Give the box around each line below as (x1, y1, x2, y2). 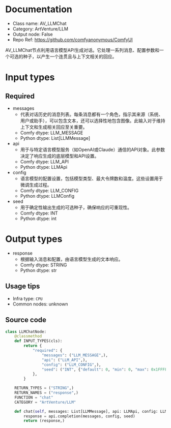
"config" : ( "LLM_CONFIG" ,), (41, 362, 101, 367)
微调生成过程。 (20, 181, 52, 188)
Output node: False (12, 31, 53, 37)
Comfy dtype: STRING (20, 262, 67, 268)
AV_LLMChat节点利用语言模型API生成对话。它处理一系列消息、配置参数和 (5, 47, 159, 53)
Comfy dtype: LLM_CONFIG (20, 187, 79, 194)
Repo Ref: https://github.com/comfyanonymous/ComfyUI (12, 37, 133, 43)
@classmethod (14, 334, 42, 339)
